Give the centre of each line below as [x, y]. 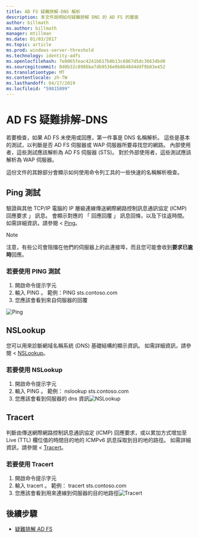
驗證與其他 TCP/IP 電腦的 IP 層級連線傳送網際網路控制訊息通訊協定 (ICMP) [97, 208]
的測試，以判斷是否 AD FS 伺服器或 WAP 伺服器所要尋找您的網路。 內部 [93, 145]
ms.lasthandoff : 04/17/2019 [41, 84]
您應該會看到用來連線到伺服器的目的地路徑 [67, 493]
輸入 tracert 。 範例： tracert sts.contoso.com [70, 486]
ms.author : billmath [32, 28]
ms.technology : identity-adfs [44, 56]
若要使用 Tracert [30, 464]
